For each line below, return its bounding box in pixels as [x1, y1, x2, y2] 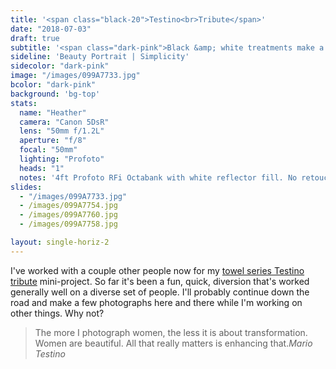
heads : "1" [19, 163, 65, 173]
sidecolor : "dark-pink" [10, 61, 110, 71]
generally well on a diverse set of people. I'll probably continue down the [10, 286, 310, 298]
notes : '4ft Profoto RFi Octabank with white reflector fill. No [19, 172, 298, 183]
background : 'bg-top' [10, 89, 101, 99]
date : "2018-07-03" [10, 24, 92, 34]
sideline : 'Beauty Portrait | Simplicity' [10, 52, 190, 62]
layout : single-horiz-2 [10, 237, 110, 247]
